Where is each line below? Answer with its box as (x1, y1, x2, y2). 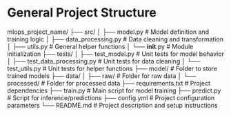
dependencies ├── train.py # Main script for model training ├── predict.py (7, 86, 221, 95)
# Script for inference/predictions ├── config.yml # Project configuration (7, 93, 215, 101)
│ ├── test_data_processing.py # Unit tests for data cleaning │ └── (7, 57, 201, 65)
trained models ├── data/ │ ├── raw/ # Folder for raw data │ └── (7, 71, 197, 80)
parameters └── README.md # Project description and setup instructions (7, 101, 219, 109)
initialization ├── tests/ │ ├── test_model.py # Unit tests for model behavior (7, 50, 224, 58)
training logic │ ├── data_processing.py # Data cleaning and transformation (7, 35, 224, 43)
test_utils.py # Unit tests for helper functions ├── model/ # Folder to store (7, 64, 218, 72)
